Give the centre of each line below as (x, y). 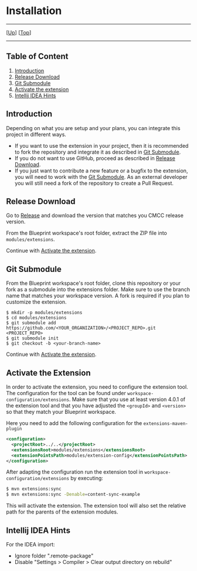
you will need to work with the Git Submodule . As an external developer (101, 176)
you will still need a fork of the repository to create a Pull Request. (94, 183)
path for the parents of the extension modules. (62, 512)
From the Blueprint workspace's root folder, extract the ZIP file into (86, 233)
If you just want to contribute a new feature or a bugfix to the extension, (101, 171)
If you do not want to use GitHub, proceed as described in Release (95, 158)
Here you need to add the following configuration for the (74, 423)
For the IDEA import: (30, 544)
